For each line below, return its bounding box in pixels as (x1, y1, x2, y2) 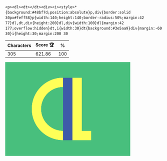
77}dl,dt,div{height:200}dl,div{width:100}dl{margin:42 (5, 20, 124, 25)
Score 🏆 (35, 41, 54, 47)
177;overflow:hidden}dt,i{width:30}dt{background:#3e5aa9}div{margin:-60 (5, 26, 162, 31)
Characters (7, 42, 31, 48)
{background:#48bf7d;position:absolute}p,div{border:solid (5, 10, 131, 15)
